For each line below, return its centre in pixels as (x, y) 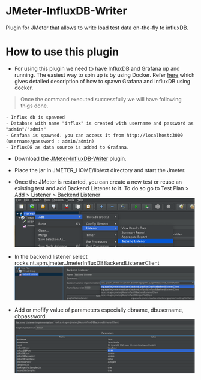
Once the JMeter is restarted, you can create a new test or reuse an (98, 182)
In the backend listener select (51, 257)
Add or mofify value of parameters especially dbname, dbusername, (99, 310)
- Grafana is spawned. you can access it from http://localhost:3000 (94, 135)
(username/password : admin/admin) (50, 141)
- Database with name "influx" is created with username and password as (100, 123)
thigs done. (34, 106)
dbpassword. (31, 316)
